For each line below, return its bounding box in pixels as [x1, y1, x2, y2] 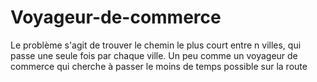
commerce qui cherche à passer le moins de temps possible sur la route [10, 60, 308, 72]
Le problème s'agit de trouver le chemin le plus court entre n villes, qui [10, 39, 302, 51]
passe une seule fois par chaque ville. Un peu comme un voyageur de [10, 49, 298, 61]
